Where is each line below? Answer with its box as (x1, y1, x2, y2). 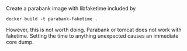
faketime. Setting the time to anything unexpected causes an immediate (6, 32, 179, 39)
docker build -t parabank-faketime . (6, 16, 98, 22)
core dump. (6, 39, 34, 45)
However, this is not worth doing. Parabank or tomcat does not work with (6, 26, 182, 33)
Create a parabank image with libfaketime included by (6, 5, 136, 12)
